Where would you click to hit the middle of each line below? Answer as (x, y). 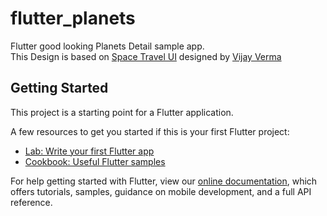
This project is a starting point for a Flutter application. (122, 112)
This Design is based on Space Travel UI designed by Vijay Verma (146, 56)
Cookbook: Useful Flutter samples (95, 161)
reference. (31, 202)
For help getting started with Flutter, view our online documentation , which (164, 181)
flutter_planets (73, 18)
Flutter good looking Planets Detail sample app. (107, 46)
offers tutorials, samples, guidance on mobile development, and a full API (161, 191)
